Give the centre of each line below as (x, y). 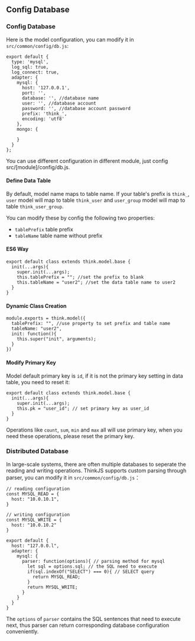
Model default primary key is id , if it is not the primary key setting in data (95, 376)
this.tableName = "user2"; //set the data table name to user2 (96, 283)
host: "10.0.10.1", (35, 499)
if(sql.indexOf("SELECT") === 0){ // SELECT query (91, 571)
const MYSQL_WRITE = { (34, 520)
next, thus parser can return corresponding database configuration (88, 625)
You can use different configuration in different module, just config (87, 161)
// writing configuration (38, 514)
